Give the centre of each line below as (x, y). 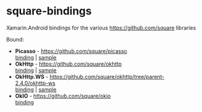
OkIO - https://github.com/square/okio (63, 96)
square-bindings (49, 11)
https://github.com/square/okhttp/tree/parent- (107, 76)
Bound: (15, 39)
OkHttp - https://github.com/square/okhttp (68, 64)
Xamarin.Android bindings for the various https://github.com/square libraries (101, 28)
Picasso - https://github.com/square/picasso (71, 51)
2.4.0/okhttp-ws (35, 83)
